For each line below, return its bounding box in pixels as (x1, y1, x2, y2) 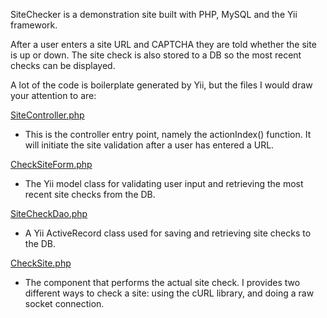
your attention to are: (10, 90, 97, 101)
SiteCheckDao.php (10, 208, 88, 219)
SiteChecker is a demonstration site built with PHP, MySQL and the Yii (10, 9, 298, 20)
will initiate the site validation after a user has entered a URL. (24, 139, 275, 151)
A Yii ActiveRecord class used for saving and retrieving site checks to (24, 227, 312, 239)
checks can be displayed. (10, 60, 116, 71)
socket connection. (24, 298, 105, 309)
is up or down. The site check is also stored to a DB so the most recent (10, 49, 302, 61)
